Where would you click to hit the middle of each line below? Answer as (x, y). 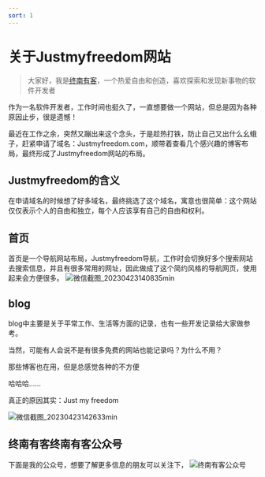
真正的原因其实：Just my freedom (63, 400)
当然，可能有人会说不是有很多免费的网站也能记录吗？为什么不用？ (115, 350)
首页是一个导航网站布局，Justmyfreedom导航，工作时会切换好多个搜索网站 (131, 259)
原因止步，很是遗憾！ (43, 117)
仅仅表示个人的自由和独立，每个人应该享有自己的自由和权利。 (108, 211)
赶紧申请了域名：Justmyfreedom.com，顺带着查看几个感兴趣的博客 (132, 143)
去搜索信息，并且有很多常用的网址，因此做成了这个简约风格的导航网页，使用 (132, 268)
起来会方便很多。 (36, 278)
